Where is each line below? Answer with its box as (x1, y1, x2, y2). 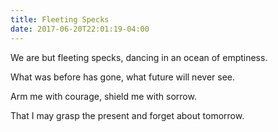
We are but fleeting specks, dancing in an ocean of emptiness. (10, 51, 268, 63)
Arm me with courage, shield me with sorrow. (10, 90, 197, 102)
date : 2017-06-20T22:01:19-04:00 (10, 24, 150, 34)
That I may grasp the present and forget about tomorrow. (10, 109, 245, 121)
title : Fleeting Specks (10, 14, 110, 25)
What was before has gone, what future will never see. (10, 71, 235, 83)
